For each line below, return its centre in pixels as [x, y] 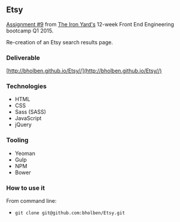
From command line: [31, 201]
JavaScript [28, 118]
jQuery [23, 124]
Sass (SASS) [30, 112]
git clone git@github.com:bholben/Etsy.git [70, 213]
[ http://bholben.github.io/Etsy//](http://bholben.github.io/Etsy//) [84, 71]
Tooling [17, 140]
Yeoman [25, 153]
